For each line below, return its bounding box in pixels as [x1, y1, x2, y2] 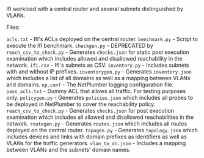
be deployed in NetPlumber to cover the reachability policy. [6, 100, 156, 108]
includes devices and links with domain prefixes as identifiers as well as [6, 133, 188, 140]
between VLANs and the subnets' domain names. [6, 146, 131, 153]
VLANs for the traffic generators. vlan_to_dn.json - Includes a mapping [6, 140, 186, 146]
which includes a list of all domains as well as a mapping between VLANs [6, 75, 191, 81]
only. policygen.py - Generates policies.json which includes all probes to [6, 94, 194, 101]
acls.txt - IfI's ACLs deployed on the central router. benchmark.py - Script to [6, 36, 199, 42]
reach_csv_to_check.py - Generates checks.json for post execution [6, 107, 174, 114]
